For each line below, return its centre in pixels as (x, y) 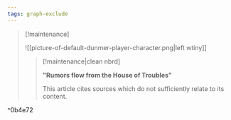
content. (55, 96)
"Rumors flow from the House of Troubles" (107, 75)
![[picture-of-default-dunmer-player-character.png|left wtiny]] (116, 47)
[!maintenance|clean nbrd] (81, 61)
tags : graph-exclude (38, 14)
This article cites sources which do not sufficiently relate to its (133, 88)
